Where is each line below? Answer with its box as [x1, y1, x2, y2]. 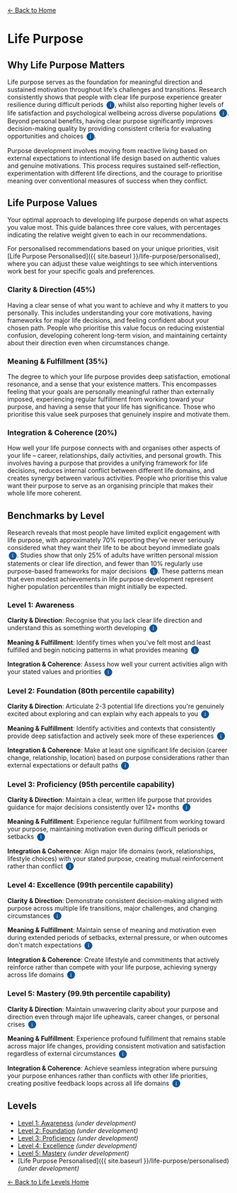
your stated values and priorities [7, 668, 102, 676]
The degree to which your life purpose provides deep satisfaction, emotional [7, 372, 231, 381]
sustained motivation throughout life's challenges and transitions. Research [7, 85, 227, 94]
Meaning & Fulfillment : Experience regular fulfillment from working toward [7, 817, 225, 826]
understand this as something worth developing [7, 624, 146, 632]
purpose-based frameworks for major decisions [7, 566, 147, 575]
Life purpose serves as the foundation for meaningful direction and [7, 78, 203, 86]
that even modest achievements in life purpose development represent [7, 575, 214, 583]
